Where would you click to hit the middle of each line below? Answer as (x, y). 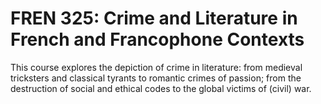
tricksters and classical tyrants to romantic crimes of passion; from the (156, 78)
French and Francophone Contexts (157, 39)
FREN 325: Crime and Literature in (154, 18)
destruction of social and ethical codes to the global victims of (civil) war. (161, 88)
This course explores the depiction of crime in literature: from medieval (156, 67)
